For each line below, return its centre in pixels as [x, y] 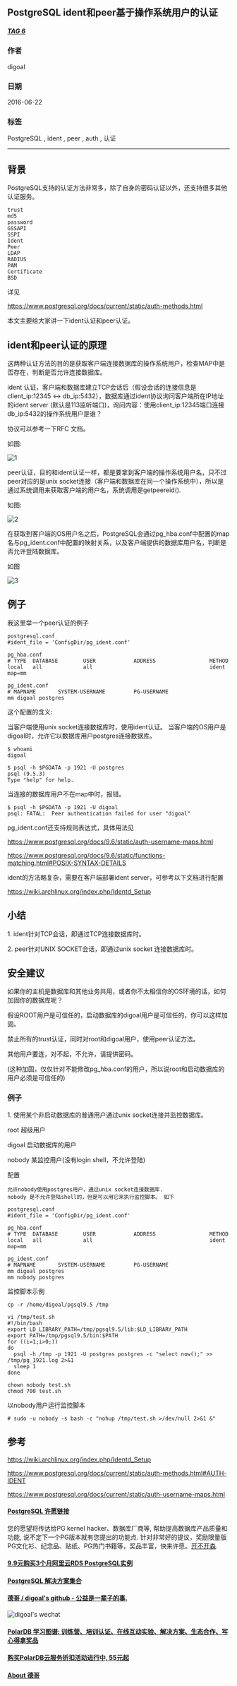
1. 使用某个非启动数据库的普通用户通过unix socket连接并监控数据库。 [108, 1115]
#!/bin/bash [25, 1323]
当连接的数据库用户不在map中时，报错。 [66, 794]
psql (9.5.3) [26, 774]
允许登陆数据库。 [38, 551]
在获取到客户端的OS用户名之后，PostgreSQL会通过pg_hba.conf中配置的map [119, 533]
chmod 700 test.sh [34, 1391]
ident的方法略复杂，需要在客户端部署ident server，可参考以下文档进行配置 [115, 877]
